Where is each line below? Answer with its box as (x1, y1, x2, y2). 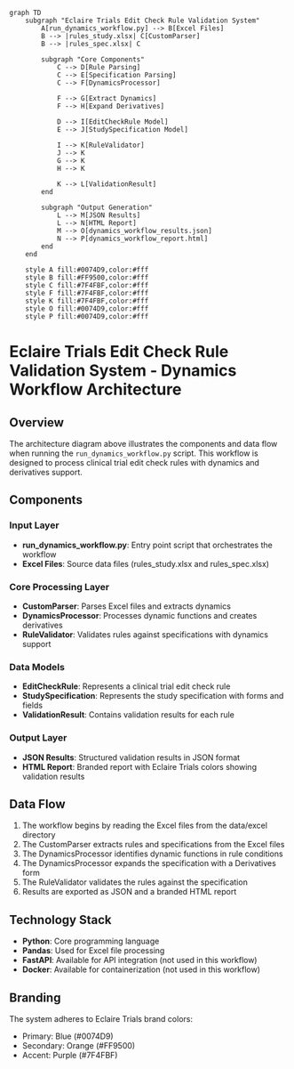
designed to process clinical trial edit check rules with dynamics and (9, 458, 260, 467)
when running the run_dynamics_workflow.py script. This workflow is (9, 448, 259, 458)
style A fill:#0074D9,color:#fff (25, 265, 149, 274)
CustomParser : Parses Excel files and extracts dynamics (21, 601, 231, 611)
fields (21, 700, 43, 711)
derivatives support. (9, 467, 83, 477)
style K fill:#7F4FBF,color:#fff (25, 296, 149, 305)
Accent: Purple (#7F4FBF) (21, 1050, 118, 1061)
